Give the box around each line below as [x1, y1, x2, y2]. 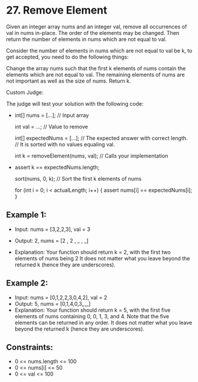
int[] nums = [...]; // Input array [14, 112, 89, 119]
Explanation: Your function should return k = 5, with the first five [14, 306, 171, 314]
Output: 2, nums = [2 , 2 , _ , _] [14, 237, 89, 244]
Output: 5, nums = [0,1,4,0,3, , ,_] [14, 300, 91, 307]
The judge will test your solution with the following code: [6, 100, 144, 107]
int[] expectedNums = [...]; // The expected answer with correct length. [14, 134, 188, 142]
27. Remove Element [6, 4, 108, 17]
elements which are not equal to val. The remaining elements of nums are [6, 71, 185, 78]
